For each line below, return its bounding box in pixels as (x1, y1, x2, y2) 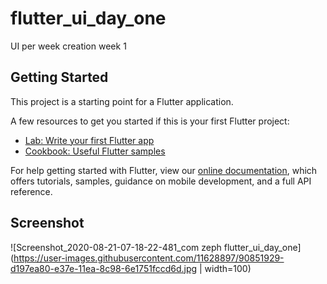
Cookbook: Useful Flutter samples (24, 145, 166, 157)
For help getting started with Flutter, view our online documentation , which (10, 164, 318, 176)
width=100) (204, 262, 252, 274)
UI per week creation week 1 (10, 40, 127, 52)
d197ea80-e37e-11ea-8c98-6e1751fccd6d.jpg (10, 262, 198, 274)
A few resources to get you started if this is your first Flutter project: (10, 115, 290, 127)
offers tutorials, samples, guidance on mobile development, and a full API (10, 175, 312, 187)
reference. (10, 185, 53, 197)
